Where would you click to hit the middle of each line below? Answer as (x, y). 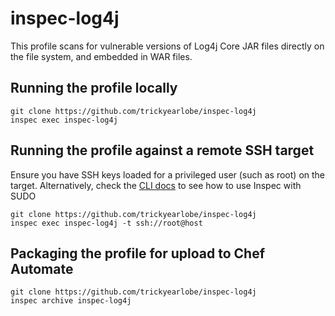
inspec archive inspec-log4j (71, 301)
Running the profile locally (94, 88)
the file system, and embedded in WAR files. (101, 56)
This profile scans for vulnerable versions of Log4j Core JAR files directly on (167, 46)
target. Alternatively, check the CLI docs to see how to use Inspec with (156, 185)
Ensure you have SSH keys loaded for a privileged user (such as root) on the (168, 174)
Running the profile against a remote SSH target (162, 150)
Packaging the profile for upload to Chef (137, 253)
